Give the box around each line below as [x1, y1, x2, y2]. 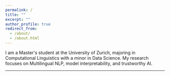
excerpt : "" [5, 17, 30, 22]
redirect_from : [5, 26, 37, 31]
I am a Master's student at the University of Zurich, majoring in [5, 49, 136, 56]
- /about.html [10, 36, 39, 41]
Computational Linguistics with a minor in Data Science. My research [5, 55, 149, 61]
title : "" [5, 12, 26, 17]
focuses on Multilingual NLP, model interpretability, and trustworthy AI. [5, 60, 153, 66]
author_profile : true [5, 21, 51, 27]
